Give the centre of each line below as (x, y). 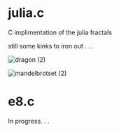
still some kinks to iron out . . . (51, 46)
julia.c (26, 13)
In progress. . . (29, 121)
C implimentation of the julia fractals (60, 32)
